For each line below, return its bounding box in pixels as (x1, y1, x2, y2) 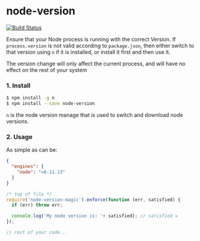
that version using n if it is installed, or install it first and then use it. (6, 48, 171, 55)
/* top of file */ (6, 191, 52, 197)
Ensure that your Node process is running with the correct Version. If (6, 35, 176, 43)
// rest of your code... (6, 230, 68, 236)
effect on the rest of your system (6, 66, 87, 73)
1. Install (6, 81, 31, 89)
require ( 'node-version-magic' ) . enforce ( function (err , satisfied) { (6, 197, 181, 203)
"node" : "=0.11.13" (17, 169, 66, 175)
